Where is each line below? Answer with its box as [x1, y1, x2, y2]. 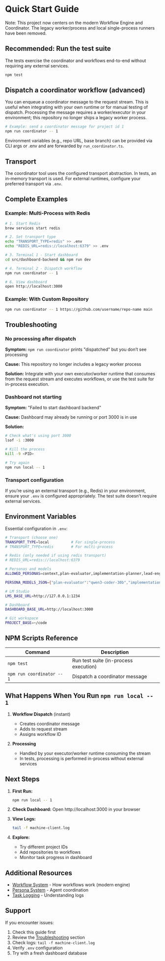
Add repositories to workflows [19, 849, 81, 855]
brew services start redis [5, 226, 60, 231]
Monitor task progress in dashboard [19, 855, 92, 861]
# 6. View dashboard [5, 279, 48, 284]
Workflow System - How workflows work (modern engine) [12, 882, 130, 888]
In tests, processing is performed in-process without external [19, 755, 144, 762]
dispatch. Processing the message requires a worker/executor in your [5, 109, 146, 115]
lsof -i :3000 [5, 438, 34, 443]
